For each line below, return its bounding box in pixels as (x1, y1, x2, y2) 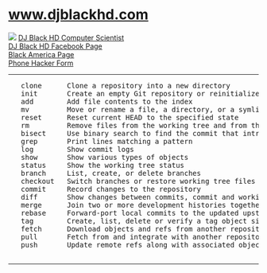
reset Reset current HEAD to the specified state (21, 113, 239, 122)
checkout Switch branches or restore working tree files (21, 177, 256, 185)
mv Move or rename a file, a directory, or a (21, 105, 235, 114)
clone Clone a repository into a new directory (21, 81, 230, 90)
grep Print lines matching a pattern (21, 137, 193, 146)
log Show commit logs (21, 145, 134, 154)
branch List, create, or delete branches (21, 169, 201, 177)
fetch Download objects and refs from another (21, 224, 226, 233)
